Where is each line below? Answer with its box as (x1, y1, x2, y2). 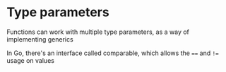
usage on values (6, 56, 54, 64)
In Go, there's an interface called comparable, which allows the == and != (6, 49, 220, 57)
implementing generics (6, 35, 73, 43)
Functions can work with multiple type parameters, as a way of (6, 28, 190, 36)
